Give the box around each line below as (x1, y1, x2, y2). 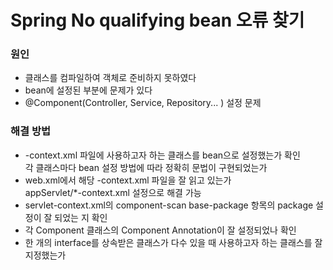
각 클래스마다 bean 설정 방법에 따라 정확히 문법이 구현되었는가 (24, 161, 268, 173)
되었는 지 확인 (54, 211, 108, 223)
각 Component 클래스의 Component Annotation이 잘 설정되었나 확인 (24, 224, 297, 236)
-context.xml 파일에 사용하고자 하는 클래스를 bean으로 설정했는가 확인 (24, 149, 301, 161)
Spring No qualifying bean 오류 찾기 (10, 9, 305, 32)
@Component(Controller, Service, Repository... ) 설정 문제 (24, 97, 262, 109)
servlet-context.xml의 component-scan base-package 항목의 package (24, 199, 314, 211)
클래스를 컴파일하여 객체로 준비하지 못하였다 (24, 72, 197, 84)
